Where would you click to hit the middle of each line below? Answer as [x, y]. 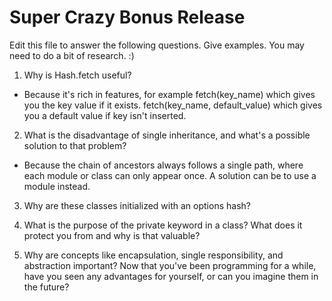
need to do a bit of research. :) [72, 55]
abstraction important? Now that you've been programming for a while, [170, 265]
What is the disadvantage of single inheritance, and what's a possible [167, 135]
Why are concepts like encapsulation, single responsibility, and [153, 255]
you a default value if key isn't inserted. [105, 115]
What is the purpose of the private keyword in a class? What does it [163, 225]
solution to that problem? [75, 145]
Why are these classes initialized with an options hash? [137, 205]
